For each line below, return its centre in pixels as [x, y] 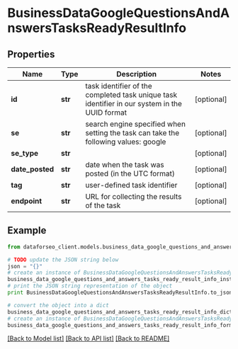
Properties [31, 54]
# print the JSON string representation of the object [90, 286]
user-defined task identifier [131, 185]
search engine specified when [135, 124]
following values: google [125, 142]
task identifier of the [118, 86]
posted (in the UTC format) [130, 173]
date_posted [33, 169]
